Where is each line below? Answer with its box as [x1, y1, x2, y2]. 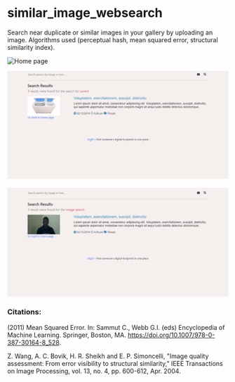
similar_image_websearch [7, 5, 163, 21]
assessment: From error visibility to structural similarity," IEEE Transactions [7, 359, 223, 367]
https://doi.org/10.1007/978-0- [127, 331, 215, 339]
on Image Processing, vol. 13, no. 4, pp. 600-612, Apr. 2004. [7, 367, 181, 375]
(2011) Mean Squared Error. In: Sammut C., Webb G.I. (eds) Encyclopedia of [7, 323, 225, 331]
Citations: [7, 307, 42, 317]
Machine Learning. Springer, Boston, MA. [7, 331, 126, 339]
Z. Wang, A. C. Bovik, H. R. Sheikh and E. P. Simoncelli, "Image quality [7, 352, 209, 360]
